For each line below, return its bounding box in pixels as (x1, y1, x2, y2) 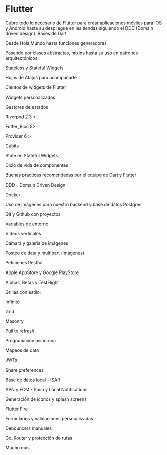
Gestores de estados (5, 104, 49, 110)
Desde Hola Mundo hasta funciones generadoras (5, 40, 107, 46)
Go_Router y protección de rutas (5, 435, 73, 441)
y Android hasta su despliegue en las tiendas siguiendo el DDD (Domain (5, 25, 154, 31)
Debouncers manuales (5, 425, 52, 431)
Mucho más (5, 444, 30, 450)
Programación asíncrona (5, 337, 56, 343)
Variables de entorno (5, 221, 49, 227)
